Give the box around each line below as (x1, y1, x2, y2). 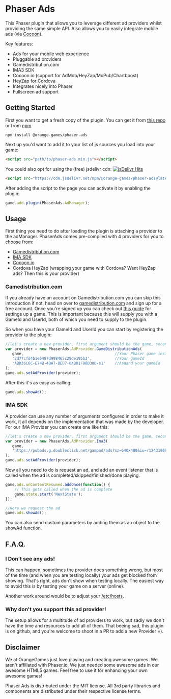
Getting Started (5, 103, 55, 112)
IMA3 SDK (12, 67, 35, 73)
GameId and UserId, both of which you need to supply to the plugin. (5, 316, 148, 322)
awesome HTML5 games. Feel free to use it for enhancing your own (5, 667, 148, 673)
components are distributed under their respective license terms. (5, 688, 141, 694)
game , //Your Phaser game (12, 351, 156, 357)
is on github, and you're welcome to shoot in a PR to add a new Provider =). (5, 628, 164, 634)
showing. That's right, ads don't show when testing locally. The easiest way (5, 577, 164, 584)
